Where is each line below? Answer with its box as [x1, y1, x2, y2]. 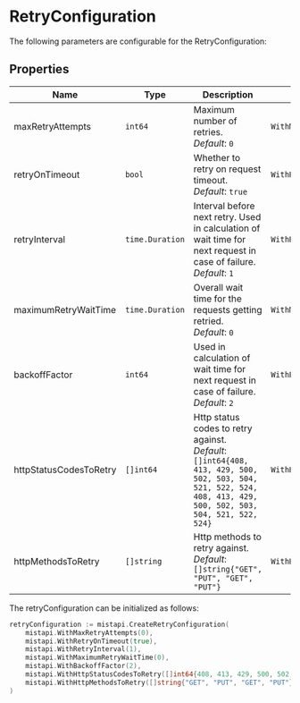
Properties [9, 62, 70, 77]
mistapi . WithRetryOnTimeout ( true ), [25, 637, 158, 646]
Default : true [193, 185, 248, 198]
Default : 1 [193, 267, 234, 279]
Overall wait [193, 281, 244, 293]
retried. [193, 315, 224, 327]
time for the [193, 292, 243, 305]
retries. [193, 125, 223, 138]
